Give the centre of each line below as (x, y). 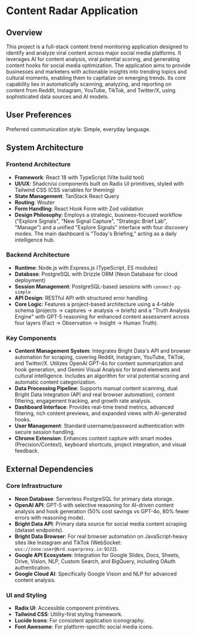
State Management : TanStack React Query (67, 196)
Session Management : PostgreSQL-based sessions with (83, 286)
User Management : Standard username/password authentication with (99, 426)
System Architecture (45, 148)
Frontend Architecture (38, 165)
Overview (24, 33)
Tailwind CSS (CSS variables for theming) (65, 190)
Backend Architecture (38, 255)
